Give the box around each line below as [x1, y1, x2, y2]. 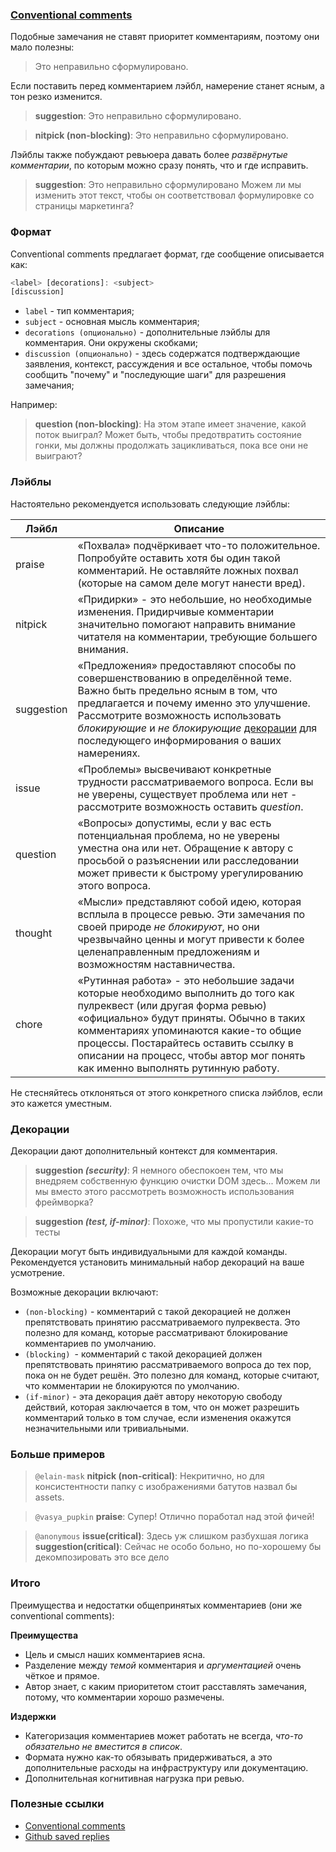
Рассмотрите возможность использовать [77, 708, 282, 722]
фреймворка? [34, 1196, 94, 1208]
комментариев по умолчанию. [24, 1337, 157, 1349]
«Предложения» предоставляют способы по [77, 658, 297, 672]
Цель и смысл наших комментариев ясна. [24, 1648, 206, 1660]
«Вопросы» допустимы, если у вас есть [77, 816, 272, 830]
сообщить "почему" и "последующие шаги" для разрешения [24, 369, 287, 381]
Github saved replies [24, 1830, 110, 1842]
